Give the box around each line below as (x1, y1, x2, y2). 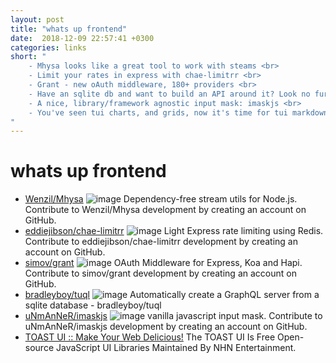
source (24, 342, 55, 354)
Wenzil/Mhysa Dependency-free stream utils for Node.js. (24, 193, 298, 205)
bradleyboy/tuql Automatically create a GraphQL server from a (24, 289, 320, 301)
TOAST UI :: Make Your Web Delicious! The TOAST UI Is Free (24, 331, 276, 343)
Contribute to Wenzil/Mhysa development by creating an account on (24, 204, 307, 216)
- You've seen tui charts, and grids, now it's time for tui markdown (28, 107, 329, 118)
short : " (10, 52, 47, 62)
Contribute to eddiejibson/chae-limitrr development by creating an (24, 236, 298, 248)
